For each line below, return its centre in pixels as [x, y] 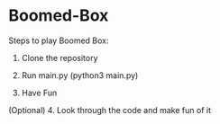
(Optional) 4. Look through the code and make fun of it [110, 110]
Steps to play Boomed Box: [59, 40]
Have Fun [39, 93]
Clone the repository [60, 58]
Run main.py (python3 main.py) [80, 75]
